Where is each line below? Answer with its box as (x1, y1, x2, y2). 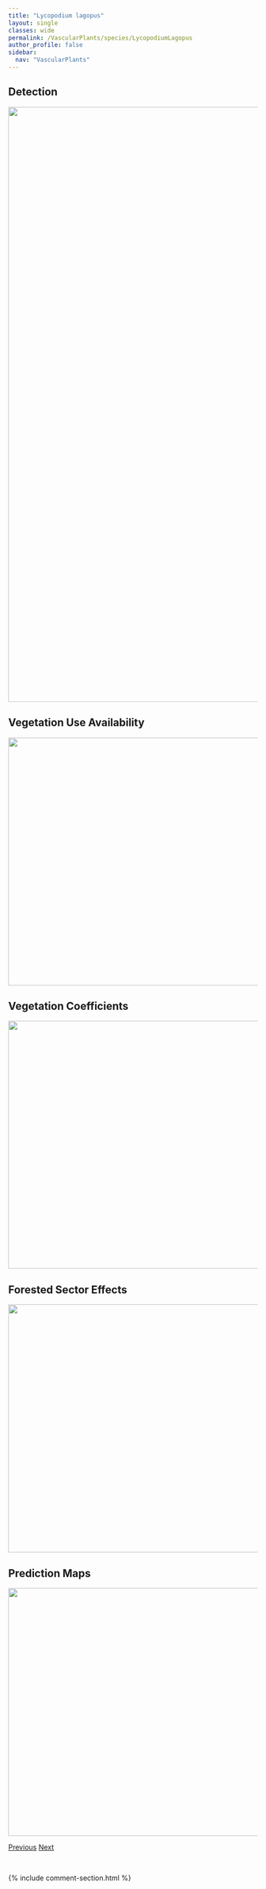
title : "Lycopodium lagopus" (8, 11, 104, 20)
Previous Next (8, 1842, 55, 1852)
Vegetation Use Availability (8, 716, 145, 730)
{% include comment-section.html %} (8, 1873, 132, 1883)
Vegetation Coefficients (8, 999, 129, 1012)
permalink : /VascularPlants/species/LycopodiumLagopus (8, 33, 193, 42)
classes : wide (8, 26, 55, 34)
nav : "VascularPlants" (15, 56, 90, 64)
